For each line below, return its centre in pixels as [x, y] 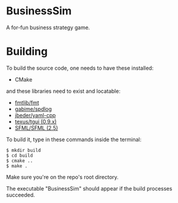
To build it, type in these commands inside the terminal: [74, 139]
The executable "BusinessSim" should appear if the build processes [89, 188]
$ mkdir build [24, 150]
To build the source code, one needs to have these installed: [80, 68]
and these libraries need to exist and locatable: [63, 91]
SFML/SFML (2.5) [36, 128]
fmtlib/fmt [27, 102]
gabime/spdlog [33, 109]
